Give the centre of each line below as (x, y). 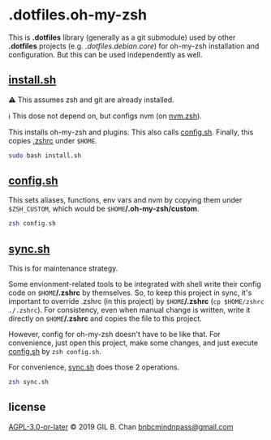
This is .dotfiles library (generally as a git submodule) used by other (122, 37)
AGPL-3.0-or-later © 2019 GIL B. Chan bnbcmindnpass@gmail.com (121, 426)
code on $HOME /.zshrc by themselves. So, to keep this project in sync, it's (130, 293)
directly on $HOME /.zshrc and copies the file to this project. (105, 318)
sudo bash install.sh (45, 156)
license (27, 407)
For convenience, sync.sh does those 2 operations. (94, 367)
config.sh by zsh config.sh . (55, 352)
